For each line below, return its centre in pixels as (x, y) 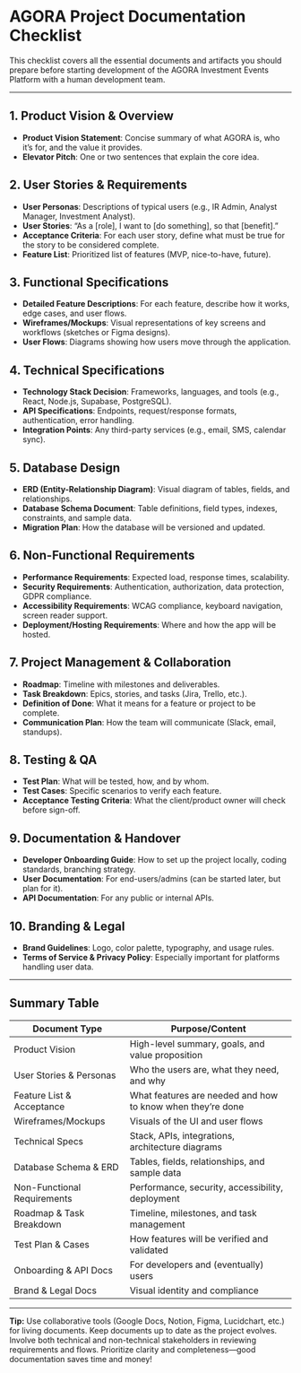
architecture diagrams (176, 1147)
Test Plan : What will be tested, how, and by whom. (116, 781)
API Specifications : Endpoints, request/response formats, (129, 411)
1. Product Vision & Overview (92, 116)
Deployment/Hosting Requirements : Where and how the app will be (149, 624)
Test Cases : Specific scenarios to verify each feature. (122, 791)
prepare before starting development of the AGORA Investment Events (139, 70)
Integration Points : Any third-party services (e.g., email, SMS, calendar (154, 430)
